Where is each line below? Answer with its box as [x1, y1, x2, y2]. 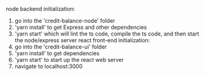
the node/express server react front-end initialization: [14, 37, 150, 44]
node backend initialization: [6, 6, 75, 12]
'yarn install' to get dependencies [14, 50, 99, 57]
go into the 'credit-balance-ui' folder [14, 43, 107, 50]
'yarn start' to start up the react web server [14, 56, 124, 63]
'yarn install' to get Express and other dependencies [14, 24, 147, 31]
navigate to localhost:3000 [14, 63, 83, 70]
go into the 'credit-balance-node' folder [14, 17, 115, 24]
